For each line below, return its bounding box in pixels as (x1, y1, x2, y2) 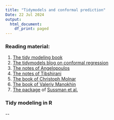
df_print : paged (14, 26, 49, 31)
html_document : (10, 21, 42, 27)
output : (5, 17, 22, 22)
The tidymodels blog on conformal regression (12, 60, 108, 66)
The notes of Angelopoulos (12, 65, 70, 71)
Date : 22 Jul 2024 (5, 12, 44, 17)
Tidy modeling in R (5, 99, 52, 106)
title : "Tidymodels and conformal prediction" (5, 7, 106, 13)
